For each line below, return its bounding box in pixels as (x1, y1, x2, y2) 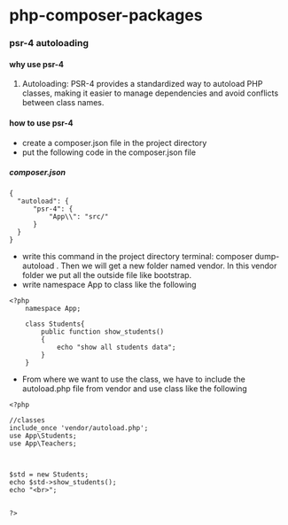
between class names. (21, 97, 105, 108)
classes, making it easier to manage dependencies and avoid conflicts (21, 88, 279, 98)
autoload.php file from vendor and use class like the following (21, 383, 247, 394)
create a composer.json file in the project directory (21, 137, 207, 148)
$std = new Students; (9, 470, 90, 479)
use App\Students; (9, 431, 77, 441)
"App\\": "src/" (48, 212, 109, 221)
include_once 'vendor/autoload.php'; (9, 424, 149, 433)
